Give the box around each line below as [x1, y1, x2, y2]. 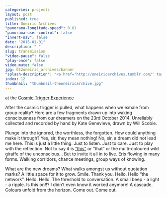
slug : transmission [5, 49, 46, 54]
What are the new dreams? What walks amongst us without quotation [5, 166, 148, 172]
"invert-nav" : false [5, 35, 48, 40]
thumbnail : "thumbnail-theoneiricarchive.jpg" [5, 81, 103, 86]
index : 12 [5, 76, 26, 81]
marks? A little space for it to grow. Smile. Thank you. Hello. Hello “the [5, 171, 149, 177]
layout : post [5, 12, 32, 17]
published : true [5, 16, 39, 21]
